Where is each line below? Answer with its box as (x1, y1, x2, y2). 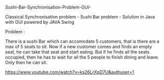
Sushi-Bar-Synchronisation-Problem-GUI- (5, 4, 91, 10)
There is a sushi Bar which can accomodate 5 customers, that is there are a (5, 38, 160, 44)
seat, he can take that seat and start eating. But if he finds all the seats (5, 49, 150, 55)
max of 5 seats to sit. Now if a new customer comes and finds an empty (5, 44, 153, 49)
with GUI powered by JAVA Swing (5, 19, 75, 25)
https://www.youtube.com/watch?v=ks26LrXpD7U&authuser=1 (5, 69, 134, 75)
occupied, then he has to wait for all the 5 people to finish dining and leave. (5, 54, 159, 60)
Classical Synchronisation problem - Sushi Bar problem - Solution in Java (5, 14, 155, 19)
